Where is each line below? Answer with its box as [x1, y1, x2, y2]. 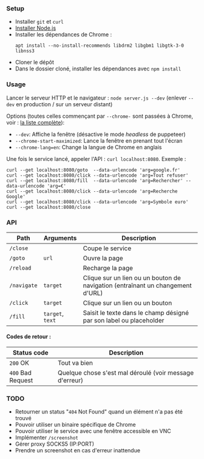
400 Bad [9, 369, 32, 377]
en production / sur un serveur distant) [16, 100, 113, 107]
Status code [12, 348, 49, 357]
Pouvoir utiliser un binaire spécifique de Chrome [15, 421, 136, 429]
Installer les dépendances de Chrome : [15, 31, 112, 38]
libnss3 [15, 48, 35, 54]
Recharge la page [83, 263, 134, 272]
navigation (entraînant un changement [83, 281, 192, 290]
